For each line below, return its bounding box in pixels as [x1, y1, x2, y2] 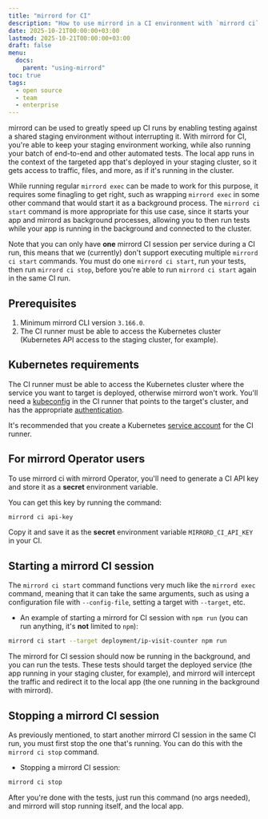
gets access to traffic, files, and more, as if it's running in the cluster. [8, 166, 234, 175]
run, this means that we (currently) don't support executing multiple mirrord [8, 248, 258, 257]
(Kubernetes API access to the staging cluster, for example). [19, 334, 218, 345]
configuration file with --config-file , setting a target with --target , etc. [8, 598, 246, 607]
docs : [15, 57, 34, 65]
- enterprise [15, 101, 59, 109]
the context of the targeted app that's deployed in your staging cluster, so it [8, 157, 258, 167]
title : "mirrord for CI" [8, 11, 91, 20]
